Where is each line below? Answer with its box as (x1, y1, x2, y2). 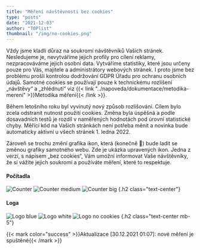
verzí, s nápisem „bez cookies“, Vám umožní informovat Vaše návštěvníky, (6, 152, 189, 160)
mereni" (6, 92, 26, 99)
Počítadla (6, 172, 30, 179)
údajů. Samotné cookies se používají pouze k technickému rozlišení (6, 79, 173, 86)
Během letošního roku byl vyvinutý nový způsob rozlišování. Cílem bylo (6, 103, 181, 110)
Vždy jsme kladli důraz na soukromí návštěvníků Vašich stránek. (6, 47, 164, 54)
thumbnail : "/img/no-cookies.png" (6, 31, 93, 37)
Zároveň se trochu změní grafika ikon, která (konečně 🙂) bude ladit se (6, 140, 178, 147)
